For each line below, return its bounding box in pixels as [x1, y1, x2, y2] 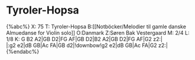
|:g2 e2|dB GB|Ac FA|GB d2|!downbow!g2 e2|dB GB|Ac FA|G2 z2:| [6, 42, 168, 49]
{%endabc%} [6, 48, 40, 55]
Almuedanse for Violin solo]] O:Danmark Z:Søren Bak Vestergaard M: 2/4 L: [6, 29, 190, 36]
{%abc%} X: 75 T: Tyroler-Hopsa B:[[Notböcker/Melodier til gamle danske [6, 23, 186, 30]
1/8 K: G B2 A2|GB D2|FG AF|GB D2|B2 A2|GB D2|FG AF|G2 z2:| [6, 35, 162, 42]
